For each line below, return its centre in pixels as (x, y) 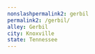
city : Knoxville (31, 33)
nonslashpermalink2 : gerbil (48, 14)
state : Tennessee (32, 40)
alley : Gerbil (28, 27)
